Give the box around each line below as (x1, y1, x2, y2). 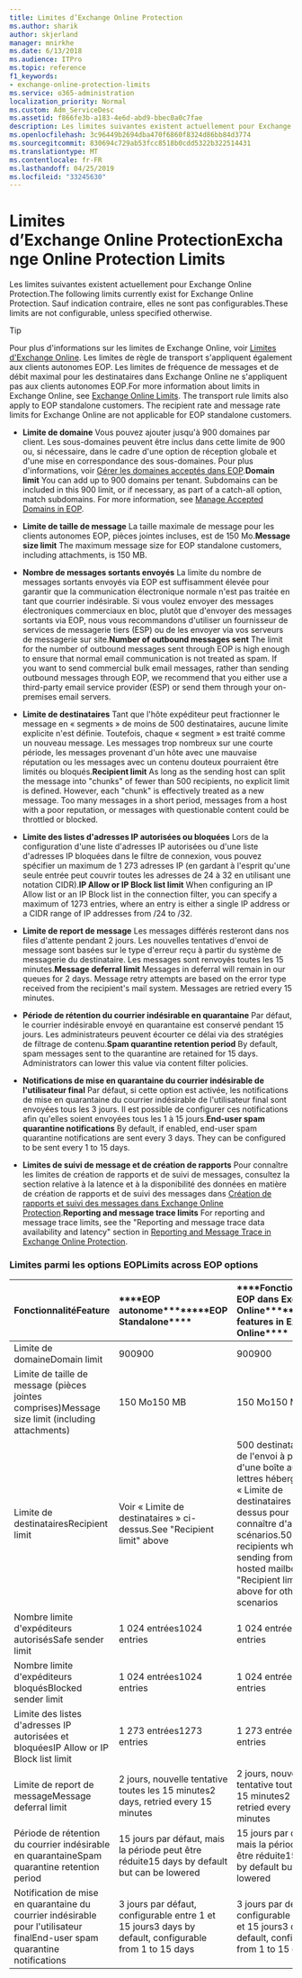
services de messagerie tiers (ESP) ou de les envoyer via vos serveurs (22, 625, 284, 636)
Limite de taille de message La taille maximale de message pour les (22, 521, 275, 532)
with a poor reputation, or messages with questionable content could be (22, 805, 289, 816)
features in (236, 1315, 285, 1328)
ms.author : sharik (9, 22, 78, 31)
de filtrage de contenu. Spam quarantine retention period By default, (22, 1039, 279, 1050)
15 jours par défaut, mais (118, 1833, 226, 1846)
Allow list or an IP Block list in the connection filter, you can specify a (22, 889, 278, 900)
